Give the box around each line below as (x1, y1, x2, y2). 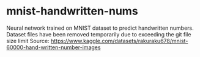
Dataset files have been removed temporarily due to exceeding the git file (6, 30, 191, 38)
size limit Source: (6, 37, 50, 44)
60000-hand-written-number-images (6, 44, 101, 51)
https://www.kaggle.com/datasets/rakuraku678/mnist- (51, 37, 188, 44)
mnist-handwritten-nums (6, 4, 139, 18)
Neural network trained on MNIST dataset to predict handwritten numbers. (6, 24, 194, 32)
